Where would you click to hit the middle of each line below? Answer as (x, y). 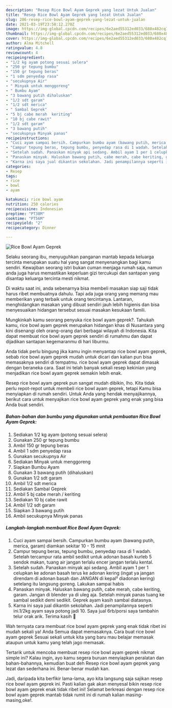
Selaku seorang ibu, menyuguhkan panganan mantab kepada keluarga (80, 257)
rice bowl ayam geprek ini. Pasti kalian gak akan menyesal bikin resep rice (84, 684)
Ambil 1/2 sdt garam (34, 505)
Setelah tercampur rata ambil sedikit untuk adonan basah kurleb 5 (82, 557)
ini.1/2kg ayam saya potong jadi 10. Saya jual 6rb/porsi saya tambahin (86, 611)
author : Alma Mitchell (30, 43)
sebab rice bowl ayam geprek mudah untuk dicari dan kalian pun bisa (79, 357)
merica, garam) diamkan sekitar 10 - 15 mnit (59, 546)
